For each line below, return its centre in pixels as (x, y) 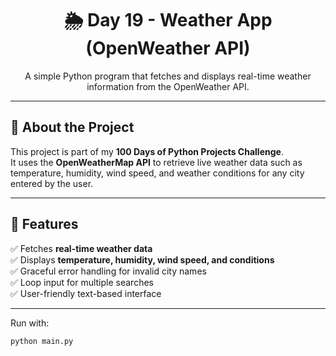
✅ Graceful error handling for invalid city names (108, 271)
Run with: (30, 323)
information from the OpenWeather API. (168, 86)
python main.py (42, 341)
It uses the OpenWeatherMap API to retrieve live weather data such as (156, 162)
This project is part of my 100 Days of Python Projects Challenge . (147, 151)
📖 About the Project (72, 127)
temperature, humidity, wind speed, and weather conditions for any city (157, 173)
